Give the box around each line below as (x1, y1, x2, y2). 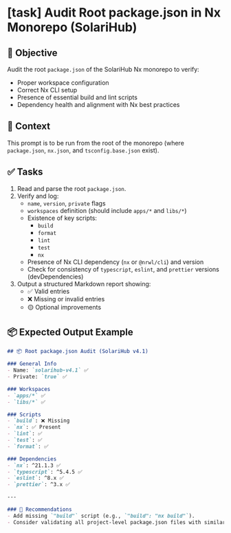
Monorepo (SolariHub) (7, 19, 137, 35)
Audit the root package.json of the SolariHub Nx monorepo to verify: (7, 66, 199, 73)
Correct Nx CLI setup (16, 86, 78, 94)
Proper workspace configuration (16, 79, 109, 87)
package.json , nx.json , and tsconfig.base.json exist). (7, 146, 159, 154)
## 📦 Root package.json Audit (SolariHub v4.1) (7, 348, 149, 355)
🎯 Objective (7, 47, 58, 59)
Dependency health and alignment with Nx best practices (16, 101, 180, 108)
